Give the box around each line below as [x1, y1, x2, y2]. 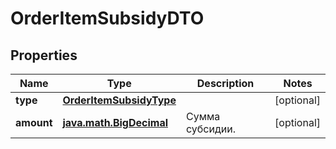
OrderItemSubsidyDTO [10, 7, 205, 30]
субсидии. [185, 122, 236, 136]
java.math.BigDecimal [62, 116, 168, 129]
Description [196, 77, 255, 90]
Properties [10, 47, 78, 64]
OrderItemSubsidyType [62, 93, 177, 107]
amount [15, 116, 53, 129]
